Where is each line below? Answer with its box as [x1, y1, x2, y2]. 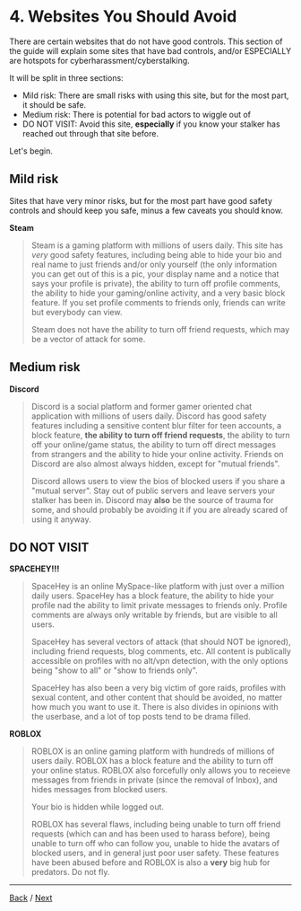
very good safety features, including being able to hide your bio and [30, 249, 282, 260]
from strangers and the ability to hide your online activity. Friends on [30, 448, 284, 459]
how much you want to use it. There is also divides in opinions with [30, 702, 279, 712]
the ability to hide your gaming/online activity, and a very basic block [30, 287, 286, 298]
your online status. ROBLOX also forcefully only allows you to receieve [30, 765, 291, 776]
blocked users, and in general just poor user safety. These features [30, 847, 279, 859]
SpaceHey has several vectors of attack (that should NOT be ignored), [30, 636, 291, 648]
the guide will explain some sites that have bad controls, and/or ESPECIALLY [9, 45, 292, 56]
